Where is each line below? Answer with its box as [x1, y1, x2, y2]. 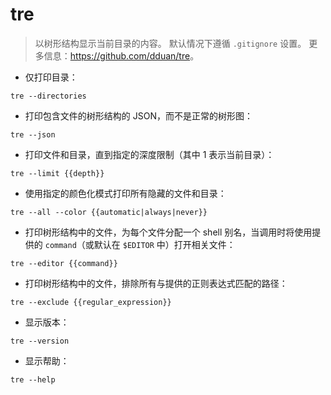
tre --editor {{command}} [10, 258, 118, 268]
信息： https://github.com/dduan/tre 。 [43, 49, 200, 62]
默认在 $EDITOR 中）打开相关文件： [93, 238, 236, 250]
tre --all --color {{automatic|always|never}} [10, 207, 208, 217]
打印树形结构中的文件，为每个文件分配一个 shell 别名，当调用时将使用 [24, 226, 313, 238]
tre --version [10, 336, 70, 346]
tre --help [10, 374, 56, 385]
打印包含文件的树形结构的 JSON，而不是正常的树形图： [24, 109, 253, 122]
